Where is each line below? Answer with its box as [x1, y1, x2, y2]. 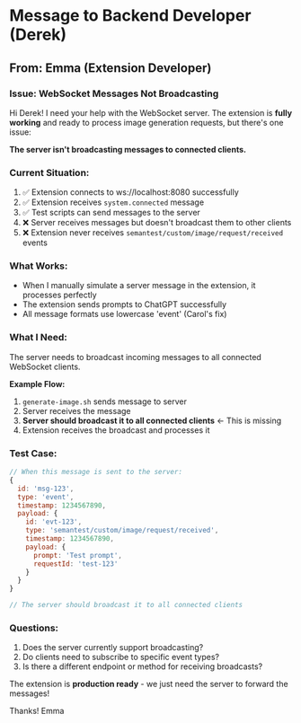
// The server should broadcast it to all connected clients [9, 601, 243, 610]
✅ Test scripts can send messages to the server [22, 207, 200, 218]
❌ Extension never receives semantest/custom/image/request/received [22, 227, 284, 238]
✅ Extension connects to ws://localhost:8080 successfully [22, 187, 240, 198]
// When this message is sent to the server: [9, 468, 182, 477]
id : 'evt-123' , [25, 517, 83, 526]
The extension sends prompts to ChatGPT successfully [22, 299, 227, 310]
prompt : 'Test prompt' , [32, 551, 123, 560]
